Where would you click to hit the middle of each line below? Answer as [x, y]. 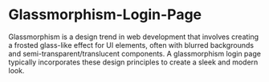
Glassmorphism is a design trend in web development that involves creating [134, 37]
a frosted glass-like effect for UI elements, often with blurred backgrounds [131, 45]
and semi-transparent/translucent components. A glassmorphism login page [134, 53]
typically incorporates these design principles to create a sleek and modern [133, 62]
